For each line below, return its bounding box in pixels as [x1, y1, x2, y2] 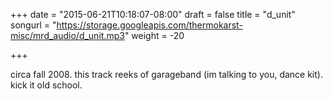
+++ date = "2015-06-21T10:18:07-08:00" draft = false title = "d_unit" [10, 9, 296, 20]
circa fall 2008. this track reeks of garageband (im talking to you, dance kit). [10, 69, 323, 80]
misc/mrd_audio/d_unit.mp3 [10, 30, 125, 41]
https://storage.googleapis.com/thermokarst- [56, 19, 243, 31]
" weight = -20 [124, 30, 185, 41]
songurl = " [10, 19, 57, 31]
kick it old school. [10, 79, 83, 91]
